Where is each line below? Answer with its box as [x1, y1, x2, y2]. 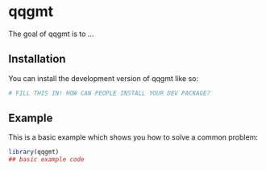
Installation [8, 52, 66, 66]
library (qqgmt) [8, 148, 60, 157]
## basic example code [8, 156, 85, 164]
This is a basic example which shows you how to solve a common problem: [8, 132, 258, 142]
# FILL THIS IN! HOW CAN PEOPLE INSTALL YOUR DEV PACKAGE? [8, 89, 211, 97]
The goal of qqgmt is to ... [8, 29, 94, 39]
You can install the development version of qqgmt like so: [8, 73, 199, 83]
